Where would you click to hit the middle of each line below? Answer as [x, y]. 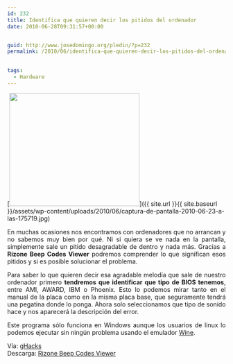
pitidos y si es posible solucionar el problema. [72, 261]
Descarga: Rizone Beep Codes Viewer [62, 353]
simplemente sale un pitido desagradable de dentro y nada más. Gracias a [116, 246]
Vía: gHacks [24, 346]
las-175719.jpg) [29, 218]
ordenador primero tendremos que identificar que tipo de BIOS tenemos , [116, 282]
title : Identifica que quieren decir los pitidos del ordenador [102, 20]
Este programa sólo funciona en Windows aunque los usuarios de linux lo [116, 325]
